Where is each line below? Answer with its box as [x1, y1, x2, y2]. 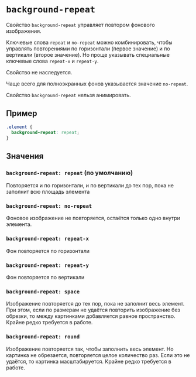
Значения [6, 151, 44, 161]
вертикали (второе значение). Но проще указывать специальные [6, 51, 170, 58]
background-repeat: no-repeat [6, 203, 92, 209]
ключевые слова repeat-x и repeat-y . [6, 57, 99, 64]
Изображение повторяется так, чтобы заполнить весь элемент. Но [6, 345, 174, 352]
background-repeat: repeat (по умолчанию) [6, 169, 133, 177]
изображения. [6, 28, 42, 35]
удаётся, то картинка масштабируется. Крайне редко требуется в [6, 358, 171, 365]
